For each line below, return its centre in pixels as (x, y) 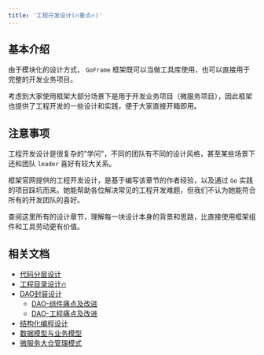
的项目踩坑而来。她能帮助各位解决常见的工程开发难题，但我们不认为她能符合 (132, 190)
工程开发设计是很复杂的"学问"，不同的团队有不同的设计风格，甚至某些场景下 (132, 153)
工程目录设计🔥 (43, 284)
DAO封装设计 (41, 294)
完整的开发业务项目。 (42, 80)
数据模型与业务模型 (51, 333)
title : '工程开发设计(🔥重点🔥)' (55, 15)
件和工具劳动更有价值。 (46, 227)
